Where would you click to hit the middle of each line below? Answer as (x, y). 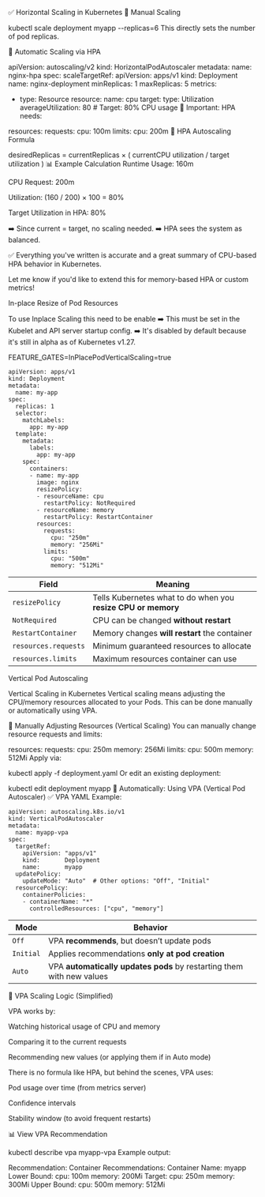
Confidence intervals (42, 1103)
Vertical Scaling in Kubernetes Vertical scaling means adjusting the (117, 694)
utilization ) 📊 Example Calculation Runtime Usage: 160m (101, 164)
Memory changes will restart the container (172, 633)
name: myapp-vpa (42, 833)
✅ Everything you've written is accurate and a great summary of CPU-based (132, 255)
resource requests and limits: (55, 734)
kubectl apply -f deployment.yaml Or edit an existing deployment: (115, 773)
